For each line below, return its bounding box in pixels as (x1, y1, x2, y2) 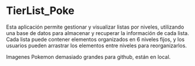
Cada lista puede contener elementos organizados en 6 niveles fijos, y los (6, 36, 185, 43)
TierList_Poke (6, 4, 75, 18)
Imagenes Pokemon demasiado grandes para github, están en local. (6, 53, 171, 60)
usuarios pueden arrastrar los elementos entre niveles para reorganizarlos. (6, 42, 187, 49)
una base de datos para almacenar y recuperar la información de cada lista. (6, 29, 189, 36)
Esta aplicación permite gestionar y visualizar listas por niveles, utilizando (6, 23, 184, 30)
